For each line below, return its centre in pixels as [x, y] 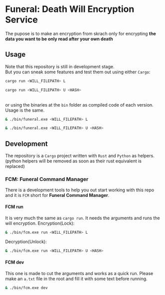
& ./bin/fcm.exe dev [27, 288]
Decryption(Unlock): [26, 242]
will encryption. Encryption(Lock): [40, 223]
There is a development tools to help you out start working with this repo [80, 190]
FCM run [14, 207]
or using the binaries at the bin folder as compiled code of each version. [79, 105]
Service [22, 20]
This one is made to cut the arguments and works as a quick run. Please [79, 273]
